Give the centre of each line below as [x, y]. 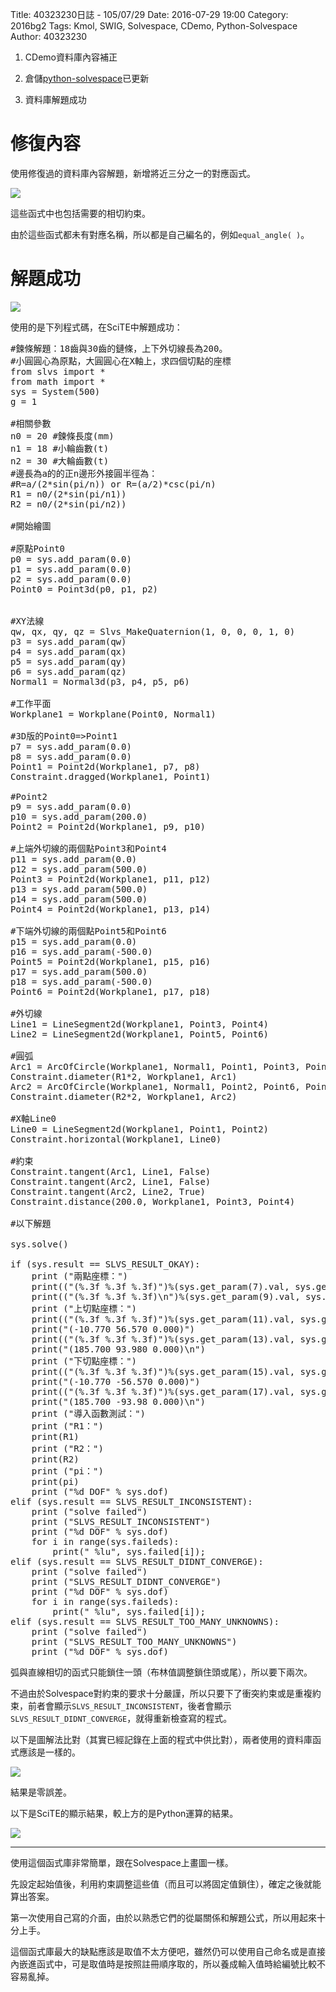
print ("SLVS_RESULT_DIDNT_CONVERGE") [126, 1581]
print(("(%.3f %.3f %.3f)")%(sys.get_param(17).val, [163, 1391]
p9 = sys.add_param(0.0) [71, 806]
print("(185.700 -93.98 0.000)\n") [118, 1401]
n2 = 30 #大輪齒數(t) [60, 461]
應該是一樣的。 [49, 1752]
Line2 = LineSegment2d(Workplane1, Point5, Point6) [140, 1034]
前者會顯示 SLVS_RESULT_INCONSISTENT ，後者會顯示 [129, 1705]
